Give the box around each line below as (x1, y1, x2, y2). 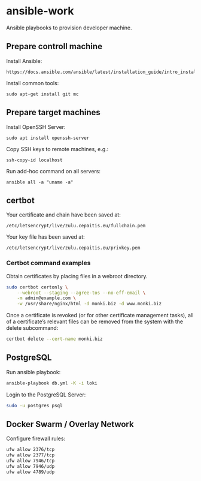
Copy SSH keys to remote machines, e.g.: (6, 145, 109, 152)
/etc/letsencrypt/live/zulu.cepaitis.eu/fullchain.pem (6, 223, 146, 229)
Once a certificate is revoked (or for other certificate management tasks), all (6, 312, 194, 319)
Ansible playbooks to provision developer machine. (6, 24, 133, 31)
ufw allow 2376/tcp (6, 447, 55, 453)
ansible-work (6, 4, 74, 18)
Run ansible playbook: (6, 368, 61, 375)
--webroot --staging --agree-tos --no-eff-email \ (17, 290, 146, 296)
